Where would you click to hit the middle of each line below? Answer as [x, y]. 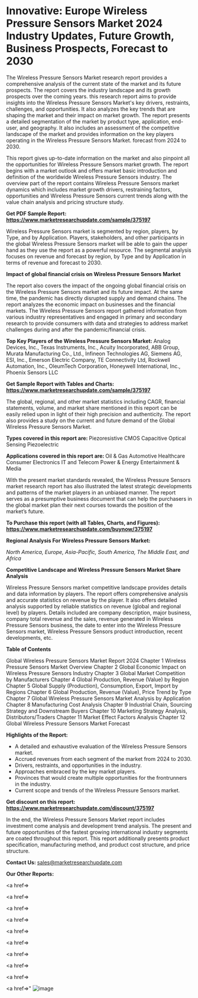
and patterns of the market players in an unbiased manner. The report [91, 492]
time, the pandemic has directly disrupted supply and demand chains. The [97, 298]
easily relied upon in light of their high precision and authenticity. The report [98, 414]
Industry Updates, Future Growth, [90, 36]
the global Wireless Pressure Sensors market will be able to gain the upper [97, 244]
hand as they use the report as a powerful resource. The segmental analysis [99, 250]
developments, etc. [30, 637]
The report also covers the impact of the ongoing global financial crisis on [96, 286]
